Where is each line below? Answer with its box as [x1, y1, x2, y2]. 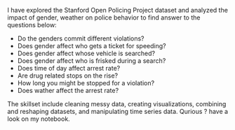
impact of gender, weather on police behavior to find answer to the [7, 13, 201, 22]
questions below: [7, 21, 58, 29]
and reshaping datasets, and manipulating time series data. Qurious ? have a [7, 108, 229, 115]
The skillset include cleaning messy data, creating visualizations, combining [7, 100, 227, 108]
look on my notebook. [7, 115, 70, 123]
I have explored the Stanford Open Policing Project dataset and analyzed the [7, 6, 228, 14]
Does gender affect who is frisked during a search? [17, 57, 166, 65]
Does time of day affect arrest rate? [17, 64, 121, 72]
